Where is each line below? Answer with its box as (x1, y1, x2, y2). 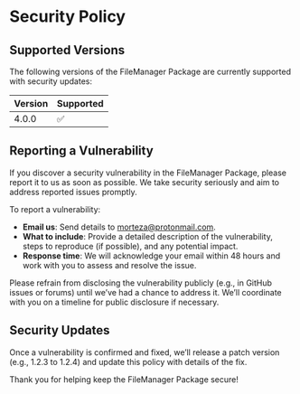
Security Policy (9, 6, 127, 27)
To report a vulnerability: (9, 203, 101, 214)
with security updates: (9, 76, 93, 87)
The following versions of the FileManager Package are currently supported (9, 66, 292, 77)
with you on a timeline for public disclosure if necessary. (9, 296, 220, 307)
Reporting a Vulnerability (9, 143, 154, 159)
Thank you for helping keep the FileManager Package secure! (9, 373, 239, 385)
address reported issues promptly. (9, 186, 137, 197)
